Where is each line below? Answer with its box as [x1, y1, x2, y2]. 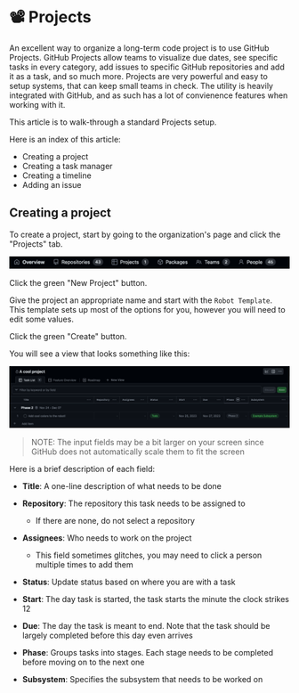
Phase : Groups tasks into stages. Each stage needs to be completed [21, 647, 274, 657]
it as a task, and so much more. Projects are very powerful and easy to [9, 70, 269, 81]
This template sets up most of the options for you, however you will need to [9, 304, 287, 314]
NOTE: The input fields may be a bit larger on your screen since [30, 436, 264, 447]
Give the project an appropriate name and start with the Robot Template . [9, 295, 273, 306]
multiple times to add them [35, 558, 133, 570]
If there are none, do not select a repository [35, 515, 196, 526]
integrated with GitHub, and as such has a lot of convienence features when [9, 90, 288, 101]
